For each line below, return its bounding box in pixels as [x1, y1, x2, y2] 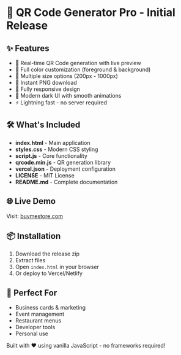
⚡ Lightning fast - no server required [15, 99, 107, 106]
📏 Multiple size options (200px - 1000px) [15, 72, 118, 79]
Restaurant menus [15, 317, 62, 324]
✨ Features [6, 43, 50, 53]
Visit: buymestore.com [6, 212, 63, 220]
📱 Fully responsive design [15, 85, 81, 93]
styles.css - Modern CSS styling [15, 146, 98, 153]
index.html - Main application [15, 139, 90, 146]
